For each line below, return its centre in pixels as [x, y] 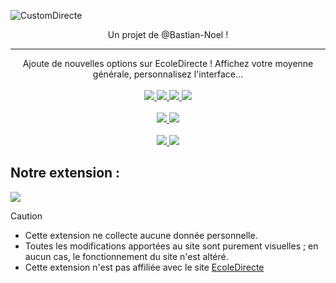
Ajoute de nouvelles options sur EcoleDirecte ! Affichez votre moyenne [168, 63]
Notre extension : [65, 173]
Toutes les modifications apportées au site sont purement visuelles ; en [171, 246]
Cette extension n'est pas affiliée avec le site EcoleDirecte [144, 267]
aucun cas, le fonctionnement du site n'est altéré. [126, 256]
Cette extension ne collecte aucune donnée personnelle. [141, 235]
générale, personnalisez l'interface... [168, 74]
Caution [26, 216]
